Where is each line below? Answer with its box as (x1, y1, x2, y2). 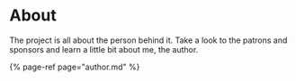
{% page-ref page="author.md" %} (9, 61, 140, 72)
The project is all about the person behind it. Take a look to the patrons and (9, 35, 288, 45)
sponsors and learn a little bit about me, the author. (9, 44, 199, 54)
